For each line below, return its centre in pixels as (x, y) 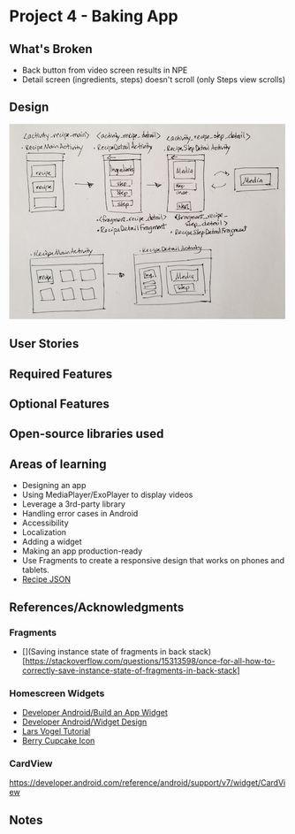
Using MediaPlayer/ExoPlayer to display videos (107, 495)
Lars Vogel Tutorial (56, 731)
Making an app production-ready (82, 551)
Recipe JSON (46, 579)
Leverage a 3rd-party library (74, 504)
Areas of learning (58, 464)
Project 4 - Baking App (94, 16)
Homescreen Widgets (57, 693)
